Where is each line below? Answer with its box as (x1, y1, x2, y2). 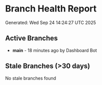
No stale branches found (5, 75, 56, 81)
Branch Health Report (5, 3, 97, 14)
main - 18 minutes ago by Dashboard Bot (12, 47, 97, 53)
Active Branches (5, 34, 58, 42)
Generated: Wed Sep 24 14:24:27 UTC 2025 (5, 19, 96, 25)
